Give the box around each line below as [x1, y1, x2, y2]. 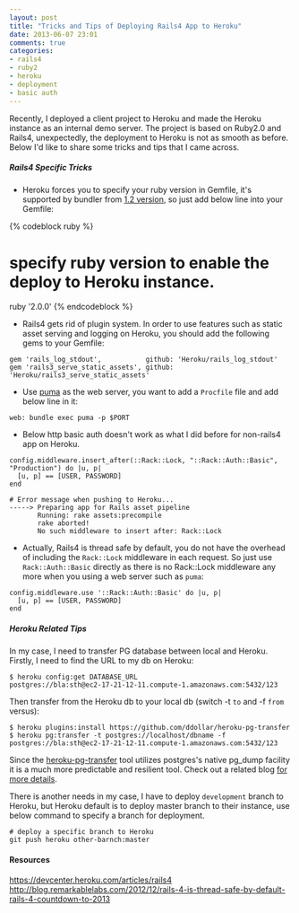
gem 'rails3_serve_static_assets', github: [9, 363, 175, 373]
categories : [9, 47, 54, 56]
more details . [9, 774, 58, 785]
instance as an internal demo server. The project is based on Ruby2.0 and [9, 122, 282, 133]
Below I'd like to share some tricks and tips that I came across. [9, 141, 240, 153]
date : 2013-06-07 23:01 [9, 30, 98, 39]
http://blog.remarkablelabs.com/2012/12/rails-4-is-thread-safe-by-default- [9, 883, 286, 894]
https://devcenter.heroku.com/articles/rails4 [9, 874, 173, 885]
